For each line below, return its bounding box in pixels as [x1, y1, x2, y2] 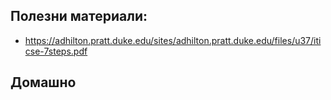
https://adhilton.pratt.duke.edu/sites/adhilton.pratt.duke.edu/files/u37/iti [24, 34, 322, 46]
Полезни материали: [10, 8, 148, 25]
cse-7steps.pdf [24, 45, 88, 57]
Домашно [10, 74, 77, 91]
